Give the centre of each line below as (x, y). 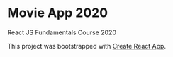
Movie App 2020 (58, 13)
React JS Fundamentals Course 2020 (62, 32)
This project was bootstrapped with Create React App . (87, 46)
